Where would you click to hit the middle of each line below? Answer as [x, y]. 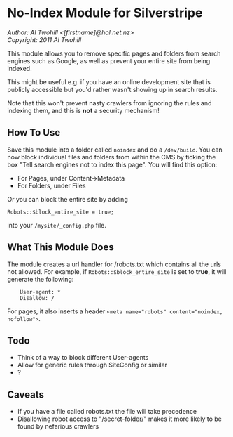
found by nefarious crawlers [58, 426]
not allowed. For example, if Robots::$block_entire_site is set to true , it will [117, 271]
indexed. [20, 68]
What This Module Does [61, 247]
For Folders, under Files [51, 185]
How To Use [34, 132]
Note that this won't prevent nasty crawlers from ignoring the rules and [110, 103]
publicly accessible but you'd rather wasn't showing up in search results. [112, 89]
